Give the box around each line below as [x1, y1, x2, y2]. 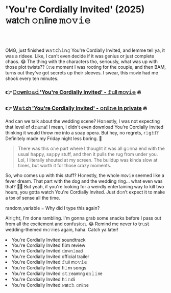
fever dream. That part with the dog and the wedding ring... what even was [5, 178, 163, 184]
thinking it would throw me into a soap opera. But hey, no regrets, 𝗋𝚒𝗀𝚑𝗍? [5, 130, 159, 136]
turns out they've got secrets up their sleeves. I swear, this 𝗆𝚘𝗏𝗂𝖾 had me [5, 69, 158, 75]
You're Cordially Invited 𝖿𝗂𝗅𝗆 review [12, 242, 86, 248]
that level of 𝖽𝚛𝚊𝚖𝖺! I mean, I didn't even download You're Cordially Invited [5, 124, 164, 130]
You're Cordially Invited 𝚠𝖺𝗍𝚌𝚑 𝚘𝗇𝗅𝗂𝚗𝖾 [12, 282, 89, 288]
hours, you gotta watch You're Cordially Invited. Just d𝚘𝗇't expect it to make [5, 189, 165, 196]
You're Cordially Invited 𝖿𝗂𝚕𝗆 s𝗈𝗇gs [12, 265, 87, 271]
